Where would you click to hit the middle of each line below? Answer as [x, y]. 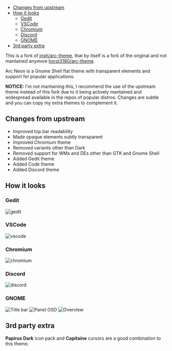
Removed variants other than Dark [49, 147]
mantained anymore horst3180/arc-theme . [50, 61]
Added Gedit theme [33, 158]
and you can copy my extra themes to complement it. [62, 103]
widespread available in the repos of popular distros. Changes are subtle [82, 97]
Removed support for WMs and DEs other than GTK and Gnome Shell [86, 153]
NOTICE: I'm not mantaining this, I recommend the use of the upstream [80, 86]
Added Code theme [34, 164]
